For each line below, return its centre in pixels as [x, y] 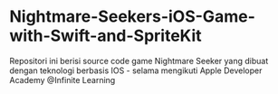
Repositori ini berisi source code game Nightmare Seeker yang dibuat [139, 61]
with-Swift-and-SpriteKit [105, 36]
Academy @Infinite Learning [62, 80]
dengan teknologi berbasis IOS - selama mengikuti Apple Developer [136, 70]
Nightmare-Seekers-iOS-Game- [132, 17]
